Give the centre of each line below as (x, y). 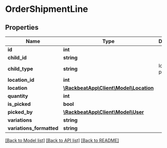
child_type (20, 69)
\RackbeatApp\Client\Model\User (103, 112)
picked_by (20, 112)
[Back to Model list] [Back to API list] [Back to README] (62, 140)
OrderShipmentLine (47, 9)
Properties (22, 27)
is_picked (19, 104)
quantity (18, 96)
